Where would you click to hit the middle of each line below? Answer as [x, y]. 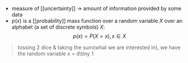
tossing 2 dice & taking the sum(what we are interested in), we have [99, 47]
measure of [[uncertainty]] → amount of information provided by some [96, 8]
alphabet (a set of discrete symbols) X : [58, 27]
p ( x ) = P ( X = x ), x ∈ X [100, 36]
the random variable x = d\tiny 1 [55, 54]
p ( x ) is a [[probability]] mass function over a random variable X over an [97, 21]
